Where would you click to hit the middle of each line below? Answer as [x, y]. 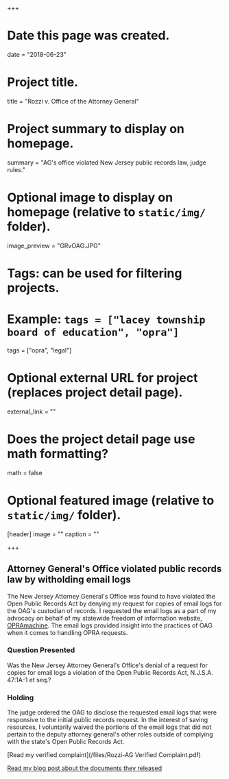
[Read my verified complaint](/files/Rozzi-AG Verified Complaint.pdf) [104, 755]
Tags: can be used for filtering [95, 273]
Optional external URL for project [103, 378]
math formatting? [58, 454]
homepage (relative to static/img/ [107, 212]
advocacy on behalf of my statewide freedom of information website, [105, 618]
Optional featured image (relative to [111, 500]
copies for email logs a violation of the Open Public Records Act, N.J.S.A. [110, 672]
